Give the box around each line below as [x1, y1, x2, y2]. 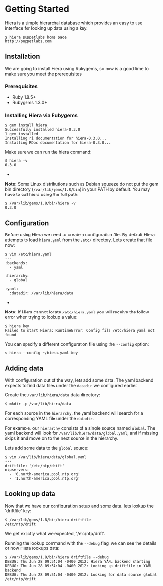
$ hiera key [5, 324, 29, 329]
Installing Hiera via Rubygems [5, 112, 78, 118]
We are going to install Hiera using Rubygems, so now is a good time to [5, 65, 149, 71]
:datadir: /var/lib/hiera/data [9, 291, 74, 296]
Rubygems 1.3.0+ [12, 100, 48, 106]
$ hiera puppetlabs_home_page [5, 35, 67, 39]
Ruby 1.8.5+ [12, 94, 36, 100]
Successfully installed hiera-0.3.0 [5, 127, 80, 132]
